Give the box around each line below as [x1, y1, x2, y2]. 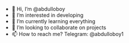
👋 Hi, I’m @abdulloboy [11, 6, 66, 12]
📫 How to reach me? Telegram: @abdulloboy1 [11, 31, 124, 37]
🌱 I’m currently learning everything [11, 18, 96, 24]
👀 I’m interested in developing [11, 12, 84, 19]
